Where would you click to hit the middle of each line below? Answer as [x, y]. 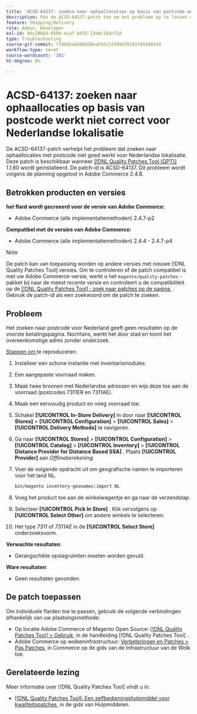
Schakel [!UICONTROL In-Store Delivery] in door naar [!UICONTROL [98, 415]
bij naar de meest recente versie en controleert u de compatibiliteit [104, 283]
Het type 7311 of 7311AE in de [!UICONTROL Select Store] [84, 526]
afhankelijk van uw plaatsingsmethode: [53, 617]
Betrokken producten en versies [66, 192]
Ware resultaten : [27, 567]
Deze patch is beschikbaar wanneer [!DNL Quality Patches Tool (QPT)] [91, 161]
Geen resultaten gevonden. [47, 579]
